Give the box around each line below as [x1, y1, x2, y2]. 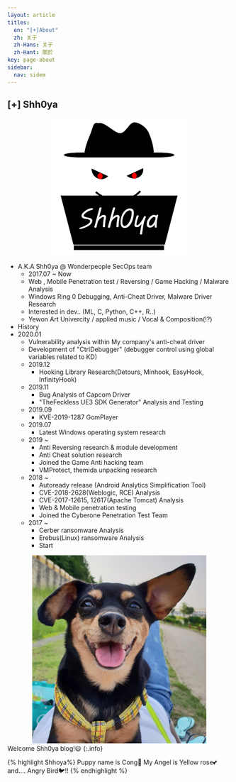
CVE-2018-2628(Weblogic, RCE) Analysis [38, 488, 161, 497]
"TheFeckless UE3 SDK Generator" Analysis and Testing [38, 398, 203, 407]
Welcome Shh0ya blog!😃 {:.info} [7, 744, 103, 753]
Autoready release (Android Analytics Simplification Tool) [38, 481, 206, 490]
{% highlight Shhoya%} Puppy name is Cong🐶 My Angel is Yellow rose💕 [7, 758, 218, 766]
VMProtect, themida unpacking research [38, 466, 157, 475]
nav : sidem [13, 71, 46, 78]
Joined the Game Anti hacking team [38, 458, 144, 467]
